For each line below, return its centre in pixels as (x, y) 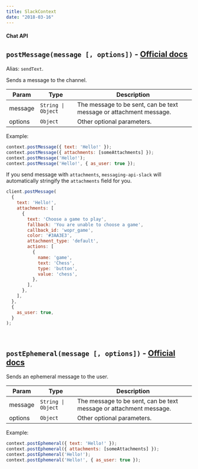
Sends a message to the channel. (47, 80)
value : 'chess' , (57, 274)
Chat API (17, 36)
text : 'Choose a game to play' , (67, 219)
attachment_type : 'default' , (63, 241)
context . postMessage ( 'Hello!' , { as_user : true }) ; (71, 163)
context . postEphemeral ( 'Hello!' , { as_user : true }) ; (74, 460)
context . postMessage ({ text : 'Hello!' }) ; (59, 147)
